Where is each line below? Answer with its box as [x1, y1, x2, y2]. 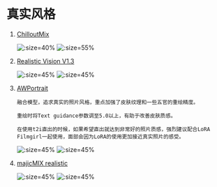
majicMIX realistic [16, 158, 68, 167]
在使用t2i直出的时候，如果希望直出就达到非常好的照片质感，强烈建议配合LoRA [16, 126, 211, 133]
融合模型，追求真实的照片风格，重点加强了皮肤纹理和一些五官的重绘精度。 [16, 98, 199, 105]
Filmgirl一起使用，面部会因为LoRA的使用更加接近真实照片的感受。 [16, 133, 184, 140]
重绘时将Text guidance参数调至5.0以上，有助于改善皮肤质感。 [16, 112, 177, 119]
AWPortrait [16, 84, 48, 92]
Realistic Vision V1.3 [16, 57, 75, 65]
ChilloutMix [16, 29, 50, 38]
